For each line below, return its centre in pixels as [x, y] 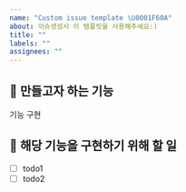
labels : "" [30, 43]
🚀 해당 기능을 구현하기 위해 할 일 [93, 146]
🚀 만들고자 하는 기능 [62, 91]
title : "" [28, 35]
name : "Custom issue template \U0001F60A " [91, 18]
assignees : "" [36, 52]
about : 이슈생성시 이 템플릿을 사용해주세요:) [83, 26]
